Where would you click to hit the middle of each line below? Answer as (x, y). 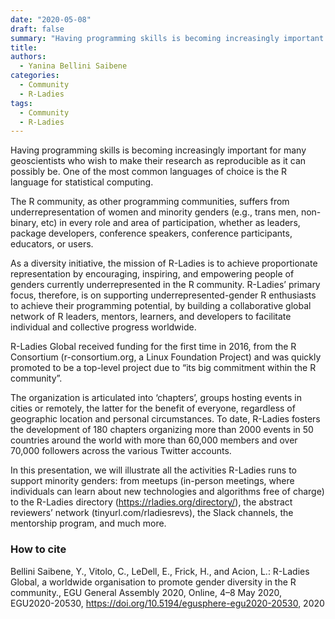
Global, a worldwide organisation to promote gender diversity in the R (153, 582)
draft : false (37, 29)
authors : (28, 57)
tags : (21, 103)
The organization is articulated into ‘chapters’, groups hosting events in (156, 398)
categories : (35, 76)
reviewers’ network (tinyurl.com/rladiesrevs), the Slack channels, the (152, 513)
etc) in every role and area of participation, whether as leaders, (170, 223)
